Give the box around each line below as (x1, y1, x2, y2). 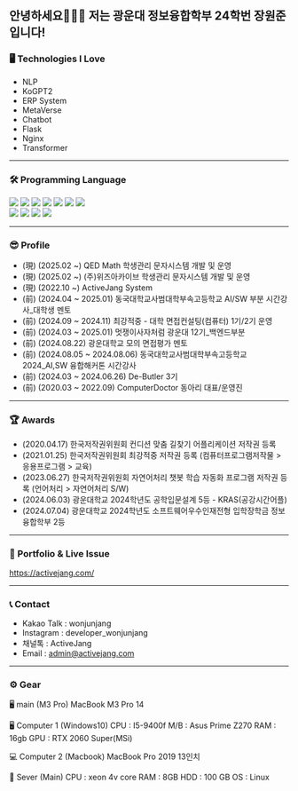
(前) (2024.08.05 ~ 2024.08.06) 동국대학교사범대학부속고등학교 (21, 349, 247, 360)
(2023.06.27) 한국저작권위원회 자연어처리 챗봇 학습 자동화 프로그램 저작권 (21, 471, 278, 482)
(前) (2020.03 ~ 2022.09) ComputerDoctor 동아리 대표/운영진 (21, 383, 243, 393)
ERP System (21, 95, 67, 106)
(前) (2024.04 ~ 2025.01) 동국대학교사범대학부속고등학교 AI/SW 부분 (21, 294, 264, 305)
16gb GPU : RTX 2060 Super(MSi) (9, 733, 133, 744)
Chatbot (21, 114, 52, 124)
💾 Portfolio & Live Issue (9, 547, 111, 559)
